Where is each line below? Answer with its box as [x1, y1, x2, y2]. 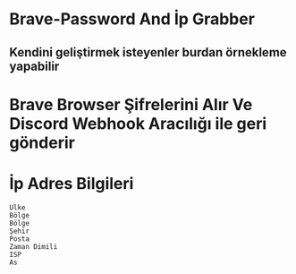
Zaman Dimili [9, 242, 58, 251]
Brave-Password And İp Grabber [9, 9, 255, 30]
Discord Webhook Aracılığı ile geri [9, 113, 267, 133]
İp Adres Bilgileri [9, 173, 134, 193]
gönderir [9, 133, 76, 152]
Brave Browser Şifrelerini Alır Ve [9, 94, 253, 115]
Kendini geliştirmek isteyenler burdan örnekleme [9, 45, 288, 60]
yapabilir [9, 58, 60, 73]
